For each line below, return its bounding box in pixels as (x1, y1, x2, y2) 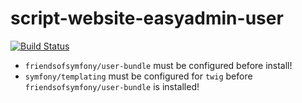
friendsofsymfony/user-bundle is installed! (24, 80, 200, 92)
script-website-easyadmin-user (10, 7, 284, 30)
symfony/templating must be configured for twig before (24, 70, 253, 82)
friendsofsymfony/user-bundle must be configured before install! (24, 59, 293, 71)
